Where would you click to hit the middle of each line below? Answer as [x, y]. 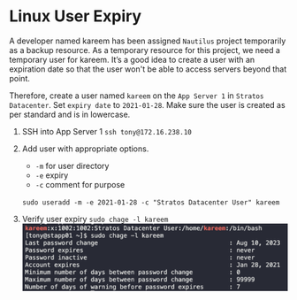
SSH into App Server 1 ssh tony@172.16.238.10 [107, 131]
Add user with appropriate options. [85, 149]
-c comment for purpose [80, 184]
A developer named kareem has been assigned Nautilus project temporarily [148, 41]
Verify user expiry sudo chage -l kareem [95, 219]
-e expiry [52, 175]
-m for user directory [72, 165]
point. [20, 78]
